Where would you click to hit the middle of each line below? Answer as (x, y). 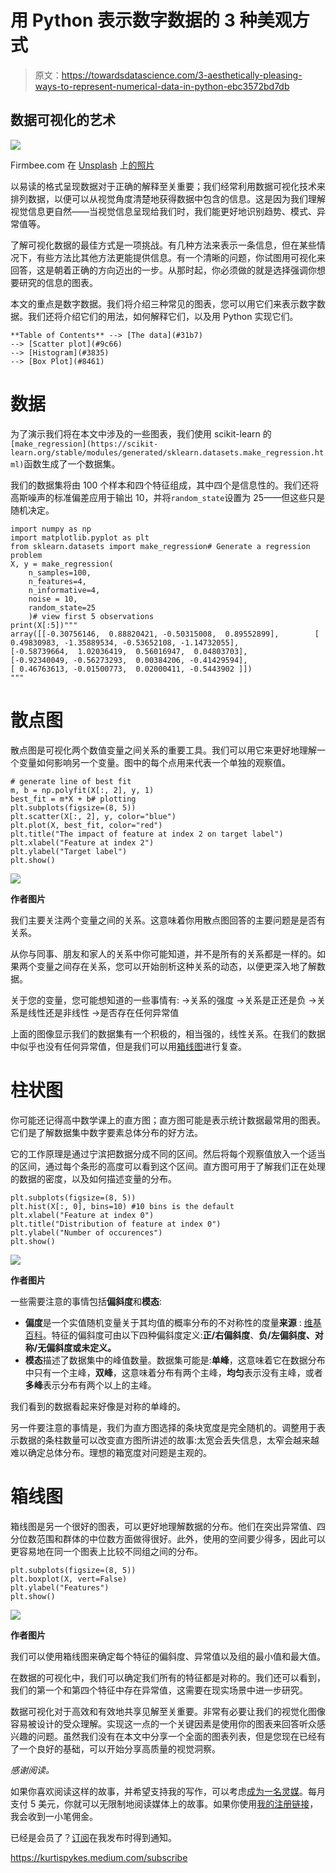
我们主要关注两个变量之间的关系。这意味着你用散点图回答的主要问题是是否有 (168, 920)
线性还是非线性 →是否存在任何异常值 (103, 1012)
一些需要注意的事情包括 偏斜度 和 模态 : (86, 1301)
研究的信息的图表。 (58, 282)
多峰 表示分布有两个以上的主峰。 (90, 1385)
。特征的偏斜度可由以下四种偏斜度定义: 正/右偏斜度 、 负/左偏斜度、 (178, 1335)
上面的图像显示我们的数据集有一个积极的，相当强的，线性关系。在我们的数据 (168, 1033)
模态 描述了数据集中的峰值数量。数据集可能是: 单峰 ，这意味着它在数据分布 (175, 1360)
